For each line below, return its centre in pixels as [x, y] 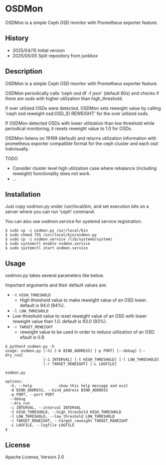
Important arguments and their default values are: [56, 285]
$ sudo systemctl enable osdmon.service [48, 244]
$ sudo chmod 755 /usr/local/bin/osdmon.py [51, 235]
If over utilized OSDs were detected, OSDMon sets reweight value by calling [83, 108]
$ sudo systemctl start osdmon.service [47, 248]
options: [14, 381]
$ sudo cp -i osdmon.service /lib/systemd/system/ [59, 239]
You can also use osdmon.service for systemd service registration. [74, 221]
